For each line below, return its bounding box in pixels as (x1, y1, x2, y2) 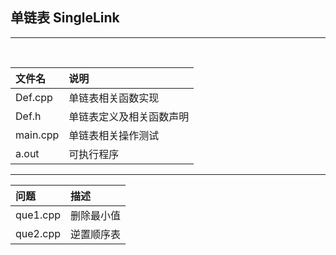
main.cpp (15, 128, 60, 142)
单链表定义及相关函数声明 (68, 109, 190, 123)
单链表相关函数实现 (68, 91, 160, 105)
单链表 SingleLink (10, 9, 120, 27)
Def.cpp (15, 90, 53, 104)
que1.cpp (15, 208, 61, 222)
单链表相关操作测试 (68, 128, 160, 142)
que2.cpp (15, 226, 61, 240)
